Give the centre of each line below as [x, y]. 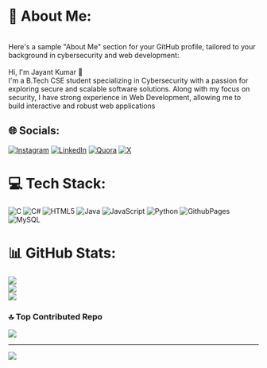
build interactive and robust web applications [82, 106]
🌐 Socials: [34, 131]
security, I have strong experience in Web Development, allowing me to [125, 97]
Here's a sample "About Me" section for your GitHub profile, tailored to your [132, 46]
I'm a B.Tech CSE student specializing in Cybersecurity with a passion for [128, 80]
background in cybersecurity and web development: [94, 55]
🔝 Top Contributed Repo [56, 316]
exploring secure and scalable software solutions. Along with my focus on [129, 89]
